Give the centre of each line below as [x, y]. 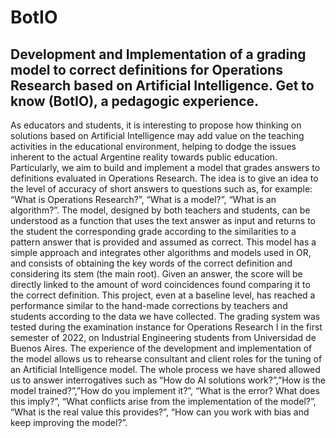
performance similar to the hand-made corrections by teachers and [149, 305]
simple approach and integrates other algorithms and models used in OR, [161, 252]
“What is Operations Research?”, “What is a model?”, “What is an [143, 199]
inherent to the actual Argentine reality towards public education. [144, 157]
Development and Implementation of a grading [158, 54]
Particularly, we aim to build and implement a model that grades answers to [165, 167]
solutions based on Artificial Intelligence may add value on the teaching [157, 135]
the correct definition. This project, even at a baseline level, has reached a [163, 295]
